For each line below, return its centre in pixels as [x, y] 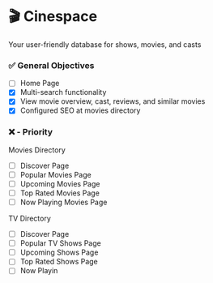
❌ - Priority [31, 132]
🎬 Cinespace [53, 17]
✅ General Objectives [51, 65]
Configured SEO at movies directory [80, 110]
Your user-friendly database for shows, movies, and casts [105, 44]
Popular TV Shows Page [60, 243]
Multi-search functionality [63, 92]
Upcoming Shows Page [59, 252]
